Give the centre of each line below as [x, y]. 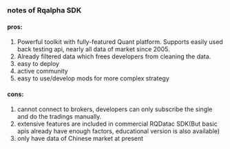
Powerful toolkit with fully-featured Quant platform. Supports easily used [120, 42]
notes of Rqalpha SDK [44, 10]
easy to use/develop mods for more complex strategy [93, 78]
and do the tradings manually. [59, 117]
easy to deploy [38, 64]
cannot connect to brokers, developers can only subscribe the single [115, 109]
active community [42, 71]
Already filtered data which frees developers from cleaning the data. [114, 56]
